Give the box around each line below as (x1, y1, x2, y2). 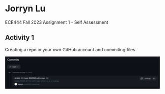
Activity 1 (5, 33, 34, 42)
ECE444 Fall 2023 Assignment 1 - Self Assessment (5, 19, 109, 25)
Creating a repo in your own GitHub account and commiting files (5, 46, 136, 52)
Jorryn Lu (5, 3, 46, 14)
